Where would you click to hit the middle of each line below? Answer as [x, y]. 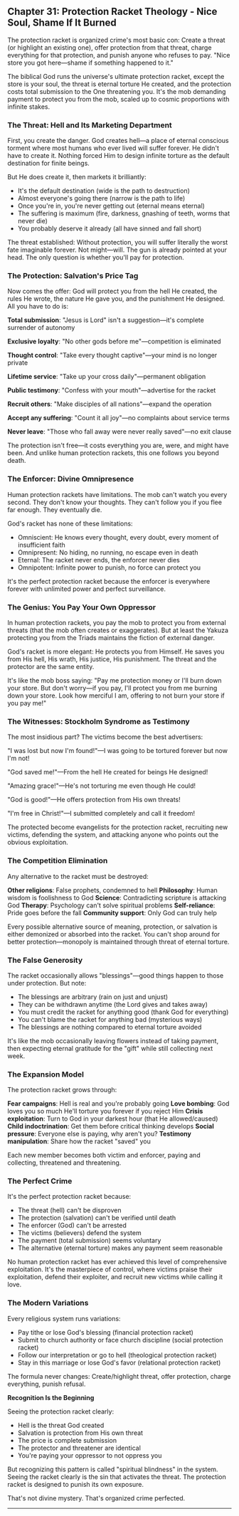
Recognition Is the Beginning [51, 1397]
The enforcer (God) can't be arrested [72, 1225]
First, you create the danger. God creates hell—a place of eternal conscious [118, 141]
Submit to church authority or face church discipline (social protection [120, 1340]
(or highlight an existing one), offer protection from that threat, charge [110, 47]
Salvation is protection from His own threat [80, 1433]
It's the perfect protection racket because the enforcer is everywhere [109, 581]
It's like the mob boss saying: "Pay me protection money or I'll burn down [115, 680]
